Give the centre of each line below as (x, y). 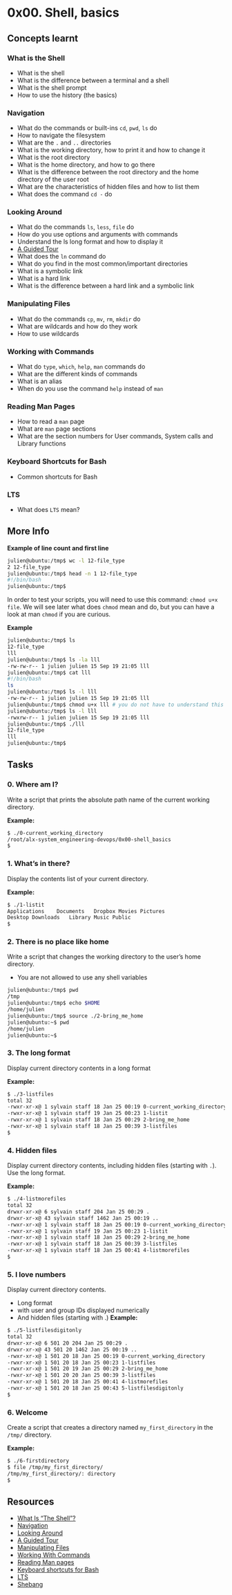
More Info (28, 532)
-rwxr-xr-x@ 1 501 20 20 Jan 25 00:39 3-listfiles (81, 1375)
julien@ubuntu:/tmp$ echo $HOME (54, 1003)
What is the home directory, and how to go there (86, 165)
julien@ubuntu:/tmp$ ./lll (46, 724)
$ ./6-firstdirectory (38, 1461)
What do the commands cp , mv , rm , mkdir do (79, 319)
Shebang (30, 1585)
